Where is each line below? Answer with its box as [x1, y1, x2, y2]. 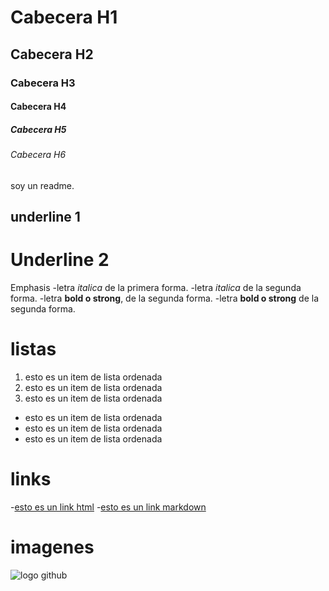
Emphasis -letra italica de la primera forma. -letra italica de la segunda [10, 282, 302, 293]
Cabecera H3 [10, 76, 76, 90]
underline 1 [10, 209, 81, 226]
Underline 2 [10, 249, 110, 271]
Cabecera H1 [10, 6, 118, 29]
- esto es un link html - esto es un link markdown [10, 501, 207, 513]
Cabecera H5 [10, 123, 67, 135]
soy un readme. [10, 179, 75, 191]
